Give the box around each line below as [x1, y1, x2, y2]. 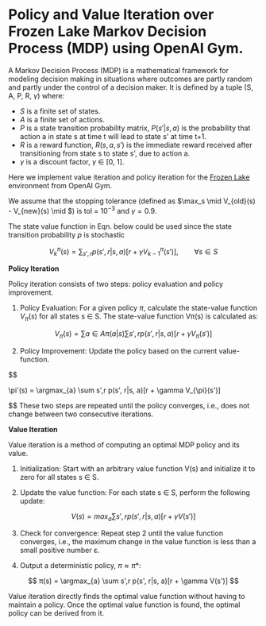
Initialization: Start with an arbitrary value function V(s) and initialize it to [19, 463, 256, 473]
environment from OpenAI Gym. [8, 180, 113, 190]
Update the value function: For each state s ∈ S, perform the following [19, 487, 250, 497]
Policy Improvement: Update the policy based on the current [19, 346, 218, 355]
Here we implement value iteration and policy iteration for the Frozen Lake [8, 172, 250, 182]
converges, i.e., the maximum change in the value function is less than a [19, 537, 256, 547]
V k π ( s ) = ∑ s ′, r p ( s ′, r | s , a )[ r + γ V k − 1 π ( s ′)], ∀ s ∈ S [48, 245, 218, 258]
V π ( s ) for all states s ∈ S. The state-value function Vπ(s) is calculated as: [19, 311, 259, 323]
